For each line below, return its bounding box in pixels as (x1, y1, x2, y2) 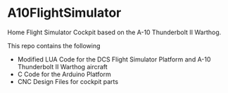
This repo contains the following (7, 41, 101, 50)
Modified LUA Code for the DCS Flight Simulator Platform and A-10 (17, 55, 211, 64)
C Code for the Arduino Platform (17, 70, 111, 78)
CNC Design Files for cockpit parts (17, 77, 118, 85)
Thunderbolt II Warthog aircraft (17, 62, 108, 71)
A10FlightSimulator (7, 5, 122, 21)
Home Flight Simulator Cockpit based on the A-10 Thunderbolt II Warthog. (7, 28, 222, 36)
